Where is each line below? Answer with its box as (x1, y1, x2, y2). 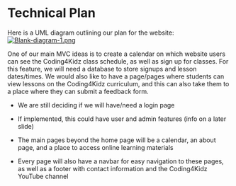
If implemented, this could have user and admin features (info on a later (17, 115, 227, 123)
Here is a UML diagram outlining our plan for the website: (7, 28, 174, 37)
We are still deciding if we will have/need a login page (17, 100, 175, 109)
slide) (17, 122, 34, 130)
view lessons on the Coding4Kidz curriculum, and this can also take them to (7, 79, 230, 88)
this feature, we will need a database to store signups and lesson (7, 64, 197, 73)
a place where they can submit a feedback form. (7, 87, 149, 95)
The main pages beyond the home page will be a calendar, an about (17, 136, 216, 144)
